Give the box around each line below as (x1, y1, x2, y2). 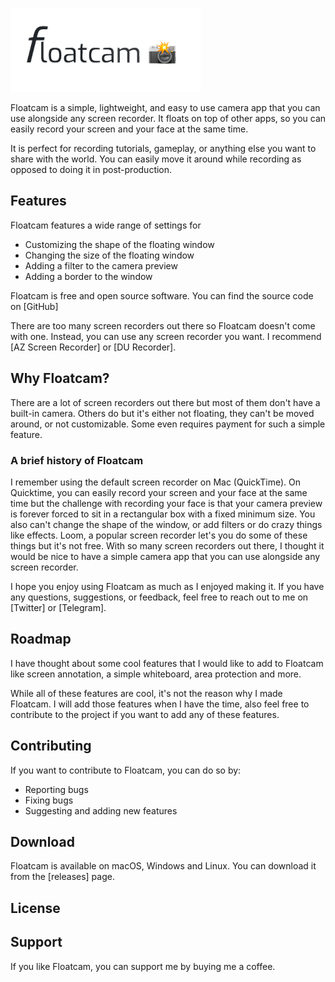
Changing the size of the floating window (24, 249, 195, 261)
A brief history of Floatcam (10, 453, 144, 467)
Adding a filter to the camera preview (24, 259, 178, 272)
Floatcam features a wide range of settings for (10, 219, 202, 231)
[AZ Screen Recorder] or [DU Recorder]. (10, 341, 177, 353)
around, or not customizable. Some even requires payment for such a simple (10, 418, 326, 430)
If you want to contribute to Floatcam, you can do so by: (10, 764, 242, 776)
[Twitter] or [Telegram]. (10, 601, 107, 613)
